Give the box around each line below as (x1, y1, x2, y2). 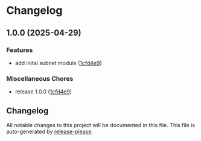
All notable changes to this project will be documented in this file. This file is (6, 121, 195, 128)
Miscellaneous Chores (6, 74, 74, 83)
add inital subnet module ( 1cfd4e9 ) (14, 59, 102, 66)
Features (6, 46, 33, 54)
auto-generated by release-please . (6, 128, 94, 135)
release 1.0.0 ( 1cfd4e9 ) (14, 88, 72, 95)
